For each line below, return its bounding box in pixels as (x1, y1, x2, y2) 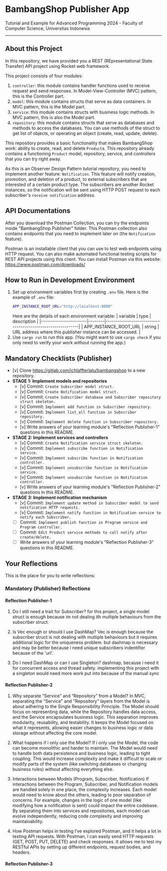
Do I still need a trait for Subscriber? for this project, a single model (12, 609, 150, 615)
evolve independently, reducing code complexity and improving (12, 813, 143, 819)
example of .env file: (12, 294, 55, 300)
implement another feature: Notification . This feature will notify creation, (5, 171, 156, 177)
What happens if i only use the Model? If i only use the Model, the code (12, 740, 159, 746)
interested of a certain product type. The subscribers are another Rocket (5, 181, 154, 187)
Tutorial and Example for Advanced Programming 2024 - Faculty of (5, 20, 143, 26)
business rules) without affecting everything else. (12, 766, 114, 773)
